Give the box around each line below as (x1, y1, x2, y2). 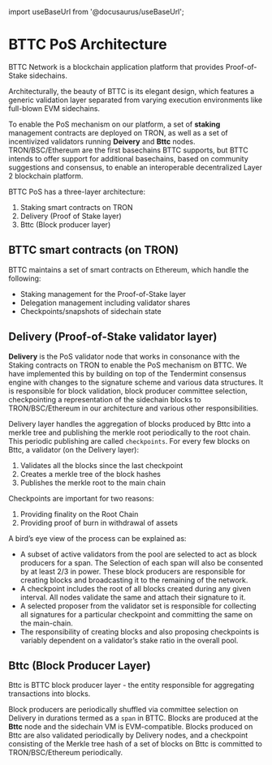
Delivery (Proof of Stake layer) (19, 211, 122, 221)
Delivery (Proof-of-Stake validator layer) (8, 330, 218, 344)
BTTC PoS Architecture (8, 36, 168, 54)
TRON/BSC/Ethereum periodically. (8, 748, 123, 758)
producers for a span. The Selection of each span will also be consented (19, 557, 264, 567)
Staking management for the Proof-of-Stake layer (19, 289, 187, 299)
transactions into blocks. (8, 689, 91, 698)
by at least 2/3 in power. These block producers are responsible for (19, 566, 246, 576)
